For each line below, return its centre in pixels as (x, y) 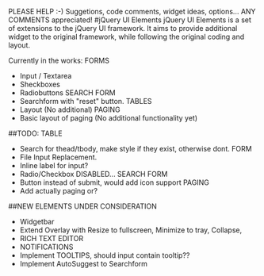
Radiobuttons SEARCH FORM (68, 93)
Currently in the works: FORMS (59, 60)
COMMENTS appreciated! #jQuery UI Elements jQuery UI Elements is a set (130, 20)
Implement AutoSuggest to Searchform (84, 264)
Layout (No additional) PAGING (70, 109)
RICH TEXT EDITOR (52, 238)
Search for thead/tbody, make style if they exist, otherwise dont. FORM (136, 149)
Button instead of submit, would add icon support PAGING (115, 182)
